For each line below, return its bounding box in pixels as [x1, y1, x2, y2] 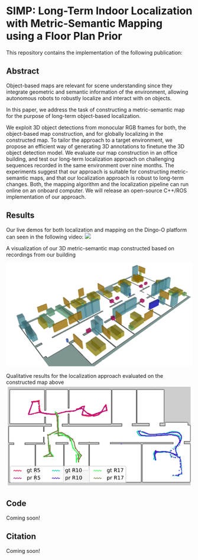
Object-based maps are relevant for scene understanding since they [6, 82, 173, 89]
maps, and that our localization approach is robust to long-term [29, 174, 184, 182]
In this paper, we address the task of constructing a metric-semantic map [6, 106, 185, 113]
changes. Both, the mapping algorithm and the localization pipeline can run [6, 180, 189, 187]
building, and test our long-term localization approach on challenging [6, 155, 175, 163]
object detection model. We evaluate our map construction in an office [6, 149, 178, 156]
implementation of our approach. [6, 193, 86, 200]
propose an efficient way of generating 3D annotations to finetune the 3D [6, 142, 185, 149]
